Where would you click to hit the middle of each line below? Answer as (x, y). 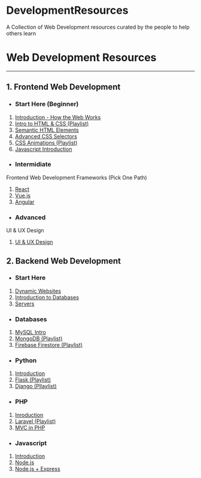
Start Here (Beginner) (47, 104)
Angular (25, 202)
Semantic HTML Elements (47, 130)
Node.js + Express (38, 469)
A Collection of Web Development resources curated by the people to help (98, 27)
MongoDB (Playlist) (39, 338)
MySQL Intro (30, 332)
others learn (21, 33)
